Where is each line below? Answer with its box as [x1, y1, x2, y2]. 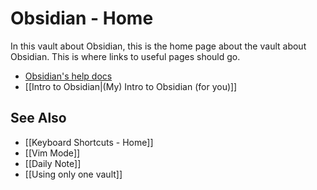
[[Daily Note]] [24, 157, 82, 169]
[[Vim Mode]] [24, 147, 81, 159]
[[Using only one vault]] [24, 168, 123, 180]
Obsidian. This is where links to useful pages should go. [10, 50, 241, 62]
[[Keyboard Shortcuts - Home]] [24, 136, 154, 148]
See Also [10, 110, 67, 127]
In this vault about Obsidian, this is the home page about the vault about [10, 40, 307, 52]
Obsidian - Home [10, 7, 154, 30]
